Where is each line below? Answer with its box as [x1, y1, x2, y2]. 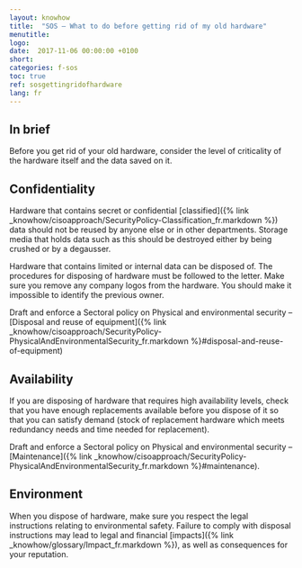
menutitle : [9, 30, 50, 39]
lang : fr [9, 88, 42, 97]
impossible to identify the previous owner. [9, 290, 164, 301]
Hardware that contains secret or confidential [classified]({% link [9, 205, 250, 216]
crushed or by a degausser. [9, 244, 111, 255]
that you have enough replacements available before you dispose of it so [9, 404, 279, 415]
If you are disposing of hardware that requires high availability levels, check [9, 395, 289, 406]
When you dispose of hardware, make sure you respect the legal [9, 510, 249, 521]
